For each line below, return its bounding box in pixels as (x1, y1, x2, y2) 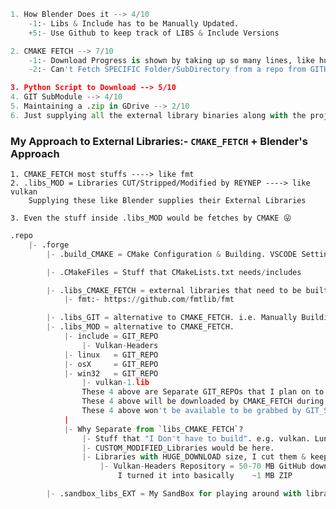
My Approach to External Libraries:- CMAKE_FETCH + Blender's (10, 134, 308, 148)
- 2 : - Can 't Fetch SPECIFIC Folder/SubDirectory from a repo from (28, 65, 307, 75)
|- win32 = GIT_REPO (63, 368, 159, 379)
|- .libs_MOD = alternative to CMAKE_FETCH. (46, 322, 235, 332)
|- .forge (28, 240, 70, 250)
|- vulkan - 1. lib (81, 378, 150, 388)
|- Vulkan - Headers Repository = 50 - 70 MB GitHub (99, 461, 307, 472)
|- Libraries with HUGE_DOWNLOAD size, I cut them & (81, 452, 307, 462)
